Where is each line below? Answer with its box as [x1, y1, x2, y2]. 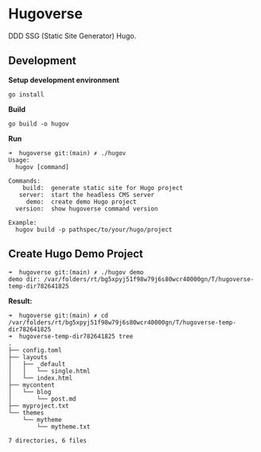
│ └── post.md [8, 395, 77, 403]
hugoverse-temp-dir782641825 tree [18, 332, 134, 340]
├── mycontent [8, 381, 56, 389]
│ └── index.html [8, 374, 73, 382]
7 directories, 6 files [8, 436, 88, 445]
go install [8, 91, 45, 99]
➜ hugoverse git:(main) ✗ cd [8, 311, 109, 319]
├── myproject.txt [8, 402, 69, 410]
